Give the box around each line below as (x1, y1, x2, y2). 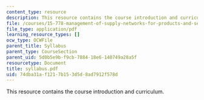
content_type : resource (6, 9, 67, 15)
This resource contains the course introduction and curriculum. (6, 88, 165, 95)
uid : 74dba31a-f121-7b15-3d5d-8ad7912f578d (6, 71, 118, 77)
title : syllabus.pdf (6, 65, 59, 72)
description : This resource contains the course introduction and (6, 15, 178, 21)
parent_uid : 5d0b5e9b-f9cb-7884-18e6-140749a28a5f (6, 54, 137, 60)
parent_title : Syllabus (6, 43, 67, 49)
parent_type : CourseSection (6, 49, 78, 55)
